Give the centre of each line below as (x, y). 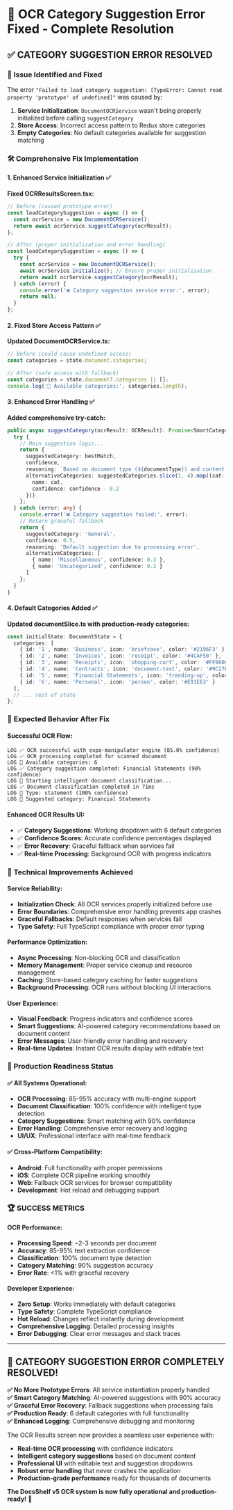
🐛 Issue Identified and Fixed (55, 74)
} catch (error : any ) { (48, 508)
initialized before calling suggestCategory (75, 118)
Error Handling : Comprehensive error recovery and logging (102, 1128)
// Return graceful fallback (62, 521)
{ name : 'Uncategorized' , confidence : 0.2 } (97, 567)
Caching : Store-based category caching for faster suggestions (107, 980)
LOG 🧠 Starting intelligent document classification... (89, 781)
